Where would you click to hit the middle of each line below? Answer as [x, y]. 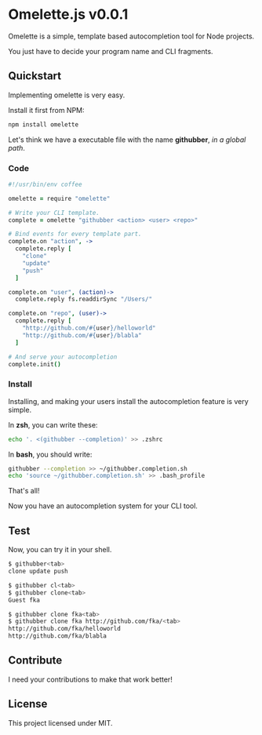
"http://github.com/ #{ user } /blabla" [82, 335]
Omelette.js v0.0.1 [68, 15]
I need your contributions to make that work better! [90, 679]
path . [17, 147]
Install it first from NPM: [46, 110]
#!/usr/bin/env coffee [45, 184]
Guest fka [24, 600]
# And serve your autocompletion [63, 357]
